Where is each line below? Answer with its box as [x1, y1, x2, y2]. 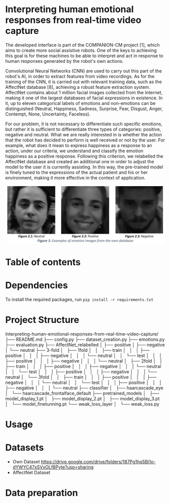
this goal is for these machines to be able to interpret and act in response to [5, 52, 164, 59]
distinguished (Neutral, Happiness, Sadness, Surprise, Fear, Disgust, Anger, [5, 105, 163, 112]
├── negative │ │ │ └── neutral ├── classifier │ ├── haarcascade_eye [5, 385, 163, 391]
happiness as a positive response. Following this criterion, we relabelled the [5, 153, 163, 159]
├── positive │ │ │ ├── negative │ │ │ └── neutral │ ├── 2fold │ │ [5, 358, 163, 364]
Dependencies [5, 280, 68, 291]
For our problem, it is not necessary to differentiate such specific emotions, [5, 121, 162, 127]
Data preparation [5, 487, 78, 499]
